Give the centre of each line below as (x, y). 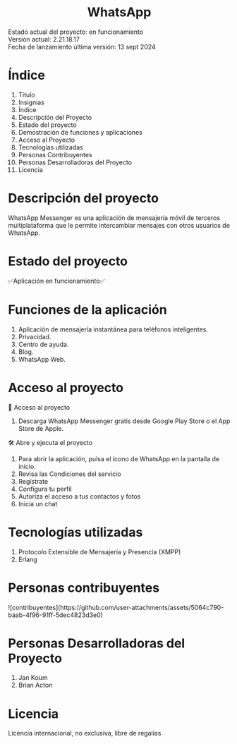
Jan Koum (33, 678)
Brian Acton (35, 685)
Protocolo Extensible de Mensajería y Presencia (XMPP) (99, 551)
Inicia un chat (38, 504)
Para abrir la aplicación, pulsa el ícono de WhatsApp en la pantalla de (119, 458)
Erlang (28, 559)
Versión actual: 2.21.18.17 (44, 39)
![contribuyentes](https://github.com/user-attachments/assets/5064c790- (116, 607)
